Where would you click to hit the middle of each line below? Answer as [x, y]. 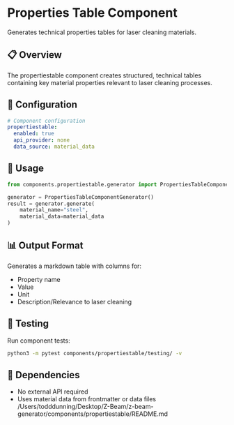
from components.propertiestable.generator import [82, 184]
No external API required [53, 392]
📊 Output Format [45, 246]
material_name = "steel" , [54, 210]
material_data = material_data [62, 217]
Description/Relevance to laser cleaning [75, 301]
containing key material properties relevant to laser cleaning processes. [110, 82]
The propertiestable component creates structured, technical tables [104, 75]
